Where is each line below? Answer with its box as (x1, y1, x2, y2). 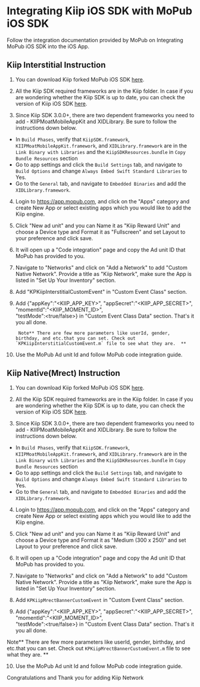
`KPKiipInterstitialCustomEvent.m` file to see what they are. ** (15, 340, 186, 346)
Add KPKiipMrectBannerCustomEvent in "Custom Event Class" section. (15, 596, 184, 603)
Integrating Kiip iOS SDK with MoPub (7, 4, 193, 18)
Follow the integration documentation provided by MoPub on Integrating (7, 36, 183, 43)
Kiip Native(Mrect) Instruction (7, 368, 121, 378)
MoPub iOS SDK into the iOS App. (7, 43, 90, 50)
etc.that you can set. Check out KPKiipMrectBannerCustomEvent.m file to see (7, 644, 191, 652)
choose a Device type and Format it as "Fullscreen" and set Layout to (15, 228, 186, 236)
